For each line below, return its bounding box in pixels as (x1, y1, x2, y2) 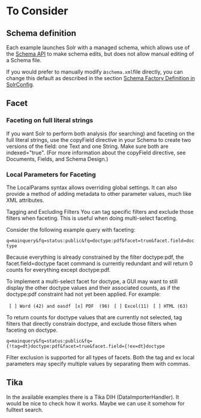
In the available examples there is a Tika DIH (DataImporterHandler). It (6, 393, 179, 401)
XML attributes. (6, 196, 44, 204)
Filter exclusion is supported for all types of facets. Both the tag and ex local (6, 353, 195, 361)
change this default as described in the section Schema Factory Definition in (6, 75, 195, 81)
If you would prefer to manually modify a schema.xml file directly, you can (6, 68, 183, 75)
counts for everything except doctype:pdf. (6, 266, 111, 273)
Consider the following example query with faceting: (6, 226, 136, 233)
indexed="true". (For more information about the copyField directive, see (6, 149, 186, 156)
